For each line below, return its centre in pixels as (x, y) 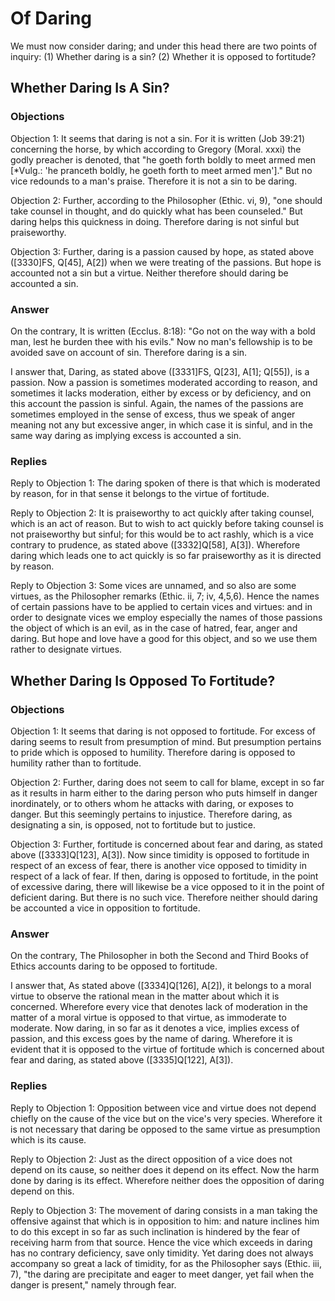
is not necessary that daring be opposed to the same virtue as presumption (165, 1129)
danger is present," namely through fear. (93, 1284)
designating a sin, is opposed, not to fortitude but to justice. (133, 824)
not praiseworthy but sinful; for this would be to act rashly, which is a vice (162, 534)
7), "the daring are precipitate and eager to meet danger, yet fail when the (162, 1274)
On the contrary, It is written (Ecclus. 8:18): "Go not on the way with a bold (163, 331)
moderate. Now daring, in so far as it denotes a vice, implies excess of (155, 1028)
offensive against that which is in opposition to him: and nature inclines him (165, 1221)
